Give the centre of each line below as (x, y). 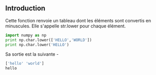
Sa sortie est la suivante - (32, 54)
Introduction (25, 8)
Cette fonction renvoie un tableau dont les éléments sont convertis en (78, 20)
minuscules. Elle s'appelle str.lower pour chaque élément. (66, 26)
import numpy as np (26, 35)
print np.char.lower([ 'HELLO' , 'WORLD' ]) (49, 40)
